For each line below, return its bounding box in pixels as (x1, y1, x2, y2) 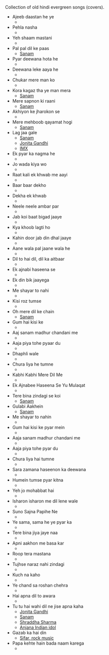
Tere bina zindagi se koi (12, 393, 61, 398)
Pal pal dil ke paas (12, 46, 49, 51)
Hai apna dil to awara (12, 593, 56, 599)
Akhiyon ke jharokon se (12, 109, 60, 114)
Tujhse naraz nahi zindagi (12, 561, 65, 567)
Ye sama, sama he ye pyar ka (12, 519, 72, 525)
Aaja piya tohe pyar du (12, 445, 58, 451)
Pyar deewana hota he (12, 56, 58, 61)
